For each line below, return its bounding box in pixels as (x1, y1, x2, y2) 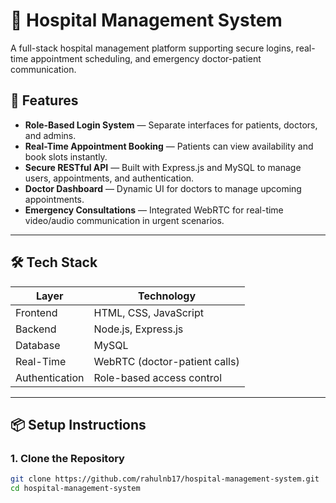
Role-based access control (93, 370, 222, 384)
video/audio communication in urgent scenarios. (24, 214, 225, 226)
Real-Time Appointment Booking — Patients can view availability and (24, 140, 314, 152)
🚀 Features (10, 92, 79, 109)
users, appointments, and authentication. (24, 172, 195, 184)
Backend (15, 322, 57, 336)
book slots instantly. (24, 150, 108, 163)
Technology (138, 289, 197, 303)
